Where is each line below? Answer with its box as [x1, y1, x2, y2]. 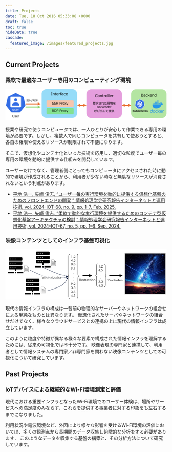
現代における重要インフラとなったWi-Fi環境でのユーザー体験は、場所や [5, 399, 156, 405]
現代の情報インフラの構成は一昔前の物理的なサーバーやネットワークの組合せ [5, 305, 167, 311]
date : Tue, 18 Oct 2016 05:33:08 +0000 [5, 13, 91, 19]
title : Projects [5, 8, 40, 13]
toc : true [5, 25, 27, 30]
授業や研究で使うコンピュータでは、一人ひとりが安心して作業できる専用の [5, 126, 162, 132]
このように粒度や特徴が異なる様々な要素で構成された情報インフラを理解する [5, 335, 167, 341]
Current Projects [5, 60, 59, 69]
